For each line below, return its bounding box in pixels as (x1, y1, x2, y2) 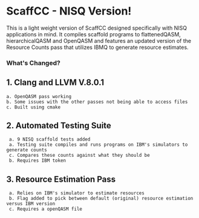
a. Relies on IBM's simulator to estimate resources (8, 190, 145, 196)
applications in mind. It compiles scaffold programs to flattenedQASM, (6, 30, 181, 38)
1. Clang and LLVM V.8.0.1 (6, 78, 105, 88)
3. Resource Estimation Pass (6, 174, 116, 184)
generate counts (6, 147, 47, 153)
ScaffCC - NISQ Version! (6, 4, 132, 18)
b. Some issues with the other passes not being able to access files (6, 99, 188, 105)
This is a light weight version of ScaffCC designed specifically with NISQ (6, 24, 188, 31)
